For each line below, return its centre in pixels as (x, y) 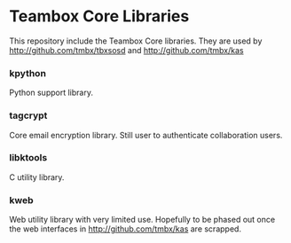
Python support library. (51, 93)
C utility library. (37, 177)
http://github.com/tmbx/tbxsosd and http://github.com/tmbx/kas (126, 50)
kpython (28, 73)
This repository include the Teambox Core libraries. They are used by (136, 41)
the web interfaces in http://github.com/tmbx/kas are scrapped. (126, 229)
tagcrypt (28, 115)
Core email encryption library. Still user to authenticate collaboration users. (146, 135)
